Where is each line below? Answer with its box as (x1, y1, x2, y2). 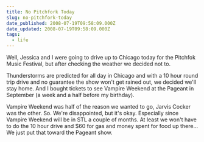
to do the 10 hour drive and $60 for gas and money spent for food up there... (6, 123, 199, 129)
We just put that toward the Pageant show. (6, 129, 113, 136)
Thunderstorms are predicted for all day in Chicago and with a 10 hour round (6, 72, 199, 79)
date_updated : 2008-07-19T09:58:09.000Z (6, 25, 111, 32)
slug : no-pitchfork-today (6, 15, 72, 21)
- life (12, 37, 29, 43)
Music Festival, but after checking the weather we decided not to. (6, 60, 171, 67)
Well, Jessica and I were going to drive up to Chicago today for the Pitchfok (6, 54, 196, 61)
